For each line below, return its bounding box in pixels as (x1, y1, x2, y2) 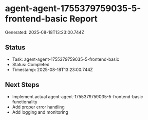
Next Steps (5, 81, 39, 89)
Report (69, 13, 98, 24)
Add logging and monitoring (12, 109, 69, 115)
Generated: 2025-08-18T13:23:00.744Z (5, 29, 85, 35)
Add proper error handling (12, 104, 65, 110)
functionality (12, 99, 37, 104)
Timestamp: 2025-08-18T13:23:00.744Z (12, 67, 93, 72)
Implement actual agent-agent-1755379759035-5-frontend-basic (12, 93, 144, 100)
